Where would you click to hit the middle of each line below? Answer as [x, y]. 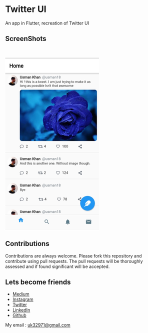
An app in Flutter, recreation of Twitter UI [47, 23]
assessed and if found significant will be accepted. [57, 266]
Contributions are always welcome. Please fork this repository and [73, 255]
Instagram [23, 299]
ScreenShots [26, 39]
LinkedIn [21, 310]
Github [19, 315]
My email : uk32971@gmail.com [38, 325]
